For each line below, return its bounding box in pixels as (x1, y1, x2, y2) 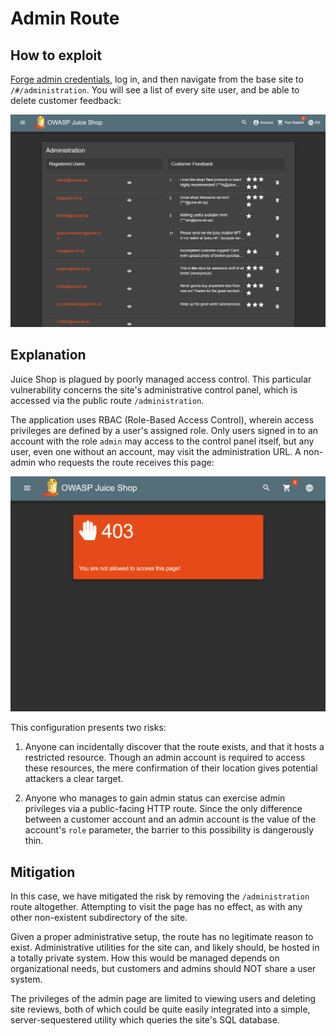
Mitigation (10, 863, 76, 881)
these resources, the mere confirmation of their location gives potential (24, 762, 318, 774)
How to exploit (10, 47, 102, 64)
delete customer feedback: (10, 95, 122, 106)
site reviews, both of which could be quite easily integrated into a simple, (10, 1003, 311, 1016)
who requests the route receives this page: (38, 456, 215, 468)
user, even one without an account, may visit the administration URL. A (10, 445, 302, 457)
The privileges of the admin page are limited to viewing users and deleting (10, 993, 317, 1005)
